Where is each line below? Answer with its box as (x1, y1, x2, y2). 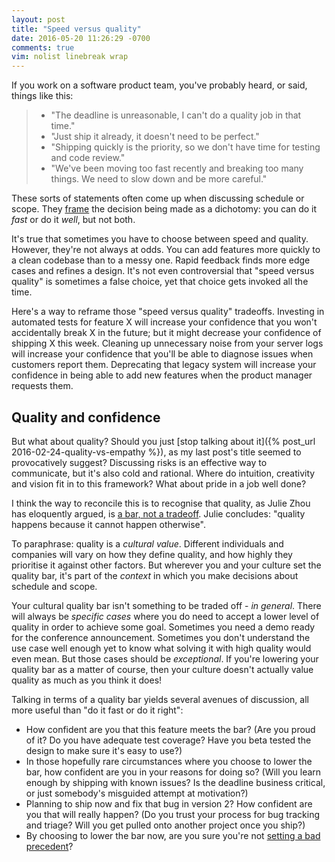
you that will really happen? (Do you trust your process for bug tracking (25, 808, 321, 820)
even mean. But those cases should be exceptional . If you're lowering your (11, 652, 319, 665)
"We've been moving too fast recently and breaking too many (50, 162, 304, 175)
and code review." (50, 152, 126, 164)
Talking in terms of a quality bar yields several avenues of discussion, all (11, 693, 309, 705)
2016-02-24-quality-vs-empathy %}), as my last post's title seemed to (11, 446, 302, 458)
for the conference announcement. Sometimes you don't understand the (11, 631, 311, 643)
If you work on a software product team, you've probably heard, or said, (11, 79, 308, 91)
